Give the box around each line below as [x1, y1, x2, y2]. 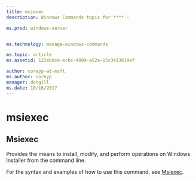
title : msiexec [6, 8, 44, 15]
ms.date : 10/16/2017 [6, 85, 58, 91]
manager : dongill [6, 79, 50, 85]
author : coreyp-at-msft [6, 68, 66, 75]
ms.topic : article [6, 52, 52, 58]
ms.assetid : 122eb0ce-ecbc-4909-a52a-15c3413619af [6, 57, 135, 63]
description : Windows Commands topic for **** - [6, 14, 130, 20]
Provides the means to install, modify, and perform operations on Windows [6, 150, 191, 157]
